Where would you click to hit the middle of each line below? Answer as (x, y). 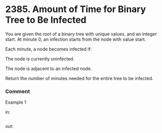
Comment (18, 91)
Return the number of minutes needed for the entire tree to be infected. (79, 78)
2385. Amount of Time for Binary (76, 9)
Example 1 (16, 102)
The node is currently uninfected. (40, 58)
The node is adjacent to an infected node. (49, 69)
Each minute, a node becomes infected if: (48, 49)
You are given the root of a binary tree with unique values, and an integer (81, 34)
